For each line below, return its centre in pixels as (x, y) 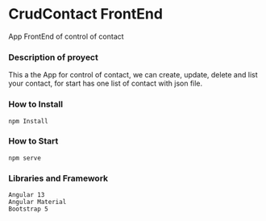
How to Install (35, 104)
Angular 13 (27, 195)
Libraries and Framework (58, 178)
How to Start (33, 141)
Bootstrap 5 (28, 209)
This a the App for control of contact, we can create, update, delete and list (133, 75)
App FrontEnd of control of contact (66, 36)
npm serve (25, 158)
